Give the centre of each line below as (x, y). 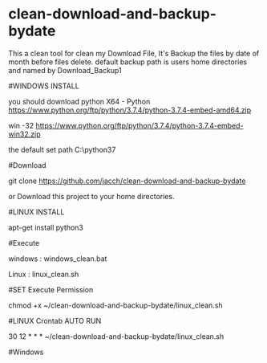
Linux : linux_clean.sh (44, 274)
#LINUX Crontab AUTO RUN (55, 320)
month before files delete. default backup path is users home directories (127, 62)
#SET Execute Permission (51, 289)
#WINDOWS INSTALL (44, 86)
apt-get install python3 (46, 227)
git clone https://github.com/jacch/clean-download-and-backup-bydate (127, 181)
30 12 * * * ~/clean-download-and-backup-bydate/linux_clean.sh (116, 336)
